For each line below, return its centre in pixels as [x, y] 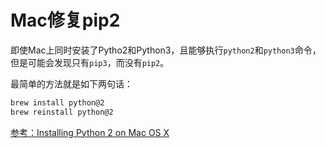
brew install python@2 [57, 102]
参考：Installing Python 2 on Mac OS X [90, 132]
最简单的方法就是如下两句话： [71, 83]
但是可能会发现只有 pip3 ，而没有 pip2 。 [90, 62]
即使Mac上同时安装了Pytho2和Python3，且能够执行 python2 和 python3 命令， [166, 50]
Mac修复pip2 [65, 20]
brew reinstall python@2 [62, 112]
